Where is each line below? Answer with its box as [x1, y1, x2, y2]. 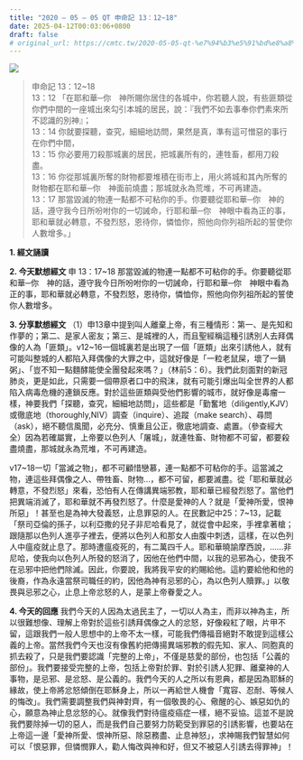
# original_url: [9, 38, 70, 48]
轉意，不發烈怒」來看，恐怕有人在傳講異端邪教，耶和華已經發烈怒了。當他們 [9, 485, 294, 496]
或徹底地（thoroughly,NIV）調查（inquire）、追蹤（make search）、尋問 [9, 410, 273, 421]
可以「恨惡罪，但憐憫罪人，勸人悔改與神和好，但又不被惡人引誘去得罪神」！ [9, 741, 294, 752]
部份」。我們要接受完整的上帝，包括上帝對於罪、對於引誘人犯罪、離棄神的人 [9, 663, 290, 673]
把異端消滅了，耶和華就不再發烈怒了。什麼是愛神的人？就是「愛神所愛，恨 [9, 496, 286, 507]
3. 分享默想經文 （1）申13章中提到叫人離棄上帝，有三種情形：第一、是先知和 [9, 320, 293, 330]
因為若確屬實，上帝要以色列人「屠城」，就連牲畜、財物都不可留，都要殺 [24, 432, 290, 443]
